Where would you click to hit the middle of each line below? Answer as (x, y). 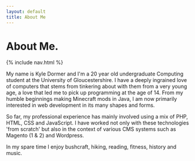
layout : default (26, 11)
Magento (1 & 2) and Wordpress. (45, 136)
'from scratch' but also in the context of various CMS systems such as (91, 129)
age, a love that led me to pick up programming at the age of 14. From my (95, 93)
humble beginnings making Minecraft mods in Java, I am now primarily (92, 99)
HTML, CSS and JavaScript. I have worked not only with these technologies (97, 123)
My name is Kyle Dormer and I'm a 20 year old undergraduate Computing (95, 74)
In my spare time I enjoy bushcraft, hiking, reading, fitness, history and (91, 147)
